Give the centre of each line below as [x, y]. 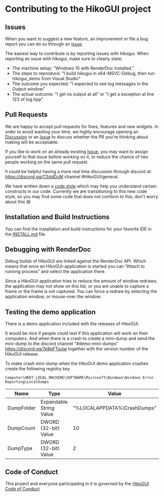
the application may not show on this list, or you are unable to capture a [77, 286]
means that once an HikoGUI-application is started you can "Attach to [75, 266]
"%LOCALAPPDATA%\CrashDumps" [115, 408]
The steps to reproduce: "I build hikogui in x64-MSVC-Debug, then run [83, 73]
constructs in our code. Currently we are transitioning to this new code [76, 191]
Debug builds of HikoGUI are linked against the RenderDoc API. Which [76, 261]
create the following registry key [37, 369]
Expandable [54, 402]
